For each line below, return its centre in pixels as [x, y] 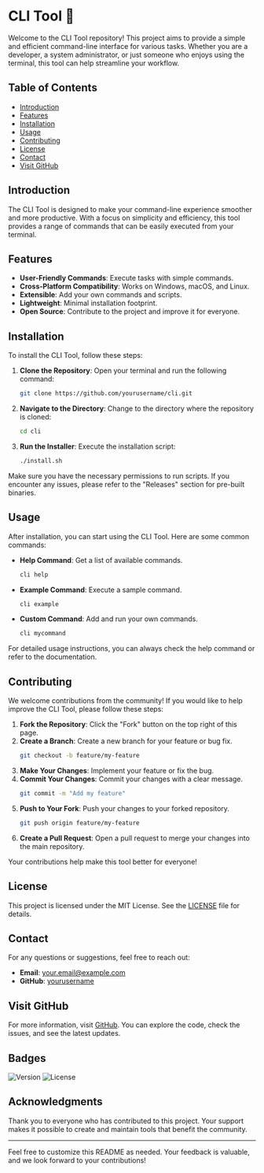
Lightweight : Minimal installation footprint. [88, 303]
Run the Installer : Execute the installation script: [97, 446]
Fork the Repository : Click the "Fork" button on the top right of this [128, 724]
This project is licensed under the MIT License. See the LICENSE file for [124, 905]
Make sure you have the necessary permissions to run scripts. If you [119, 475]
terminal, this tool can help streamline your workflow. [93, 63]
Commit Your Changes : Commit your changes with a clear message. [131, 779]
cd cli [30, 432]
